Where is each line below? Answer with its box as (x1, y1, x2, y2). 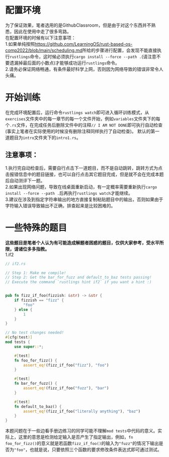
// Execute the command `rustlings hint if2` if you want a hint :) (5, 280, 152, 285)
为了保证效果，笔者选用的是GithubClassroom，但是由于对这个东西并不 (5, 22, 151, 28)
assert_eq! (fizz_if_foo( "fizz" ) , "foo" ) (23, 363, 109, 368)
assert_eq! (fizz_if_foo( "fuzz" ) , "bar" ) (23, 386, 109, 391)
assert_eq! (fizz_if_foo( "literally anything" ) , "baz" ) (23, 409, 141, 414)
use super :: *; (14, 344, 44, 349)
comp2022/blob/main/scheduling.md (5, 47, 82, 53)
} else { (14, 307, 33, 312)
